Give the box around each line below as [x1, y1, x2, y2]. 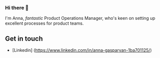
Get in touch [5, 34, 43, 43]
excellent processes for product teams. [5, 20, 84, 26]
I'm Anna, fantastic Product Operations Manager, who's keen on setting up [5, 15, 155, 21]
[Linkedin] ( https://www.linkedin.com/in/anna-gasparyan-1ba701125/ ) [12, 47, 152, 53]
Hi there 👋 [5, 4, 29, 11]
